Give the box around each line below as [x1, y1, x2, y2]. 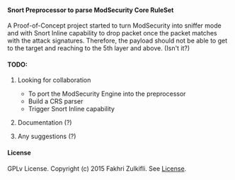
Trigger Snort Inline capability [28, 105, 115, 113]
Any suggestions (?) [17, 132, 76, 141]
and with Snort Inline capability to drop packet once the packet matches [7, 29, 217, 38]
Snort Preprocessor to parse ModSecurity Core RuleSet [7, 6, 174, 14]
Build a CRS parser [28, 97, 84, 106]
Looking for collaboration [17, 76, 91, 84]
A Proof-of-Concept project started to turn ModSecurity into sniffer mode [7, 21, 222, 30]
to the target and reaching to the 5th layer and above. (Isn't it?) [7, 44, 190, 52]
